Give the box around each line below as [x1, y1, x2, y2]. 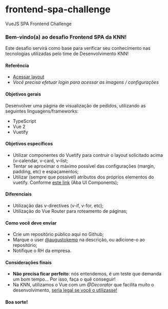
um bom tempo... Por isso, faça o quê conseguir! [12, 276, 116, 282]
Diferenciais [5, 191, 32, 197]
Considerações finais [5, 259, 52, 265]
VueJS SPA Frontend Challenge [5, 21, 72, 27]
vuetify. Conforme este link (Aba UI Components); [12, 179, 119, 186]
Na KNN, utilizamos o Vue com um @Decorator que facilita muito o [12, 282, 154, 288]
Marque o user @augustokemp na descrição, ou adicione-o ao [12, 237, 145, 243]
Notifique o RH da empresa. [12, 248, 72, 254]
